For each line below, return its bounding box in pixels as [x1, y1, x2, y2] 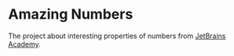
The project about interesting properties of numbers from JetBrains [8, 31, 226, 40]
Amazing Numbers [8, 5, 133, 23]
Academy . [8, 39, 41, 48]
